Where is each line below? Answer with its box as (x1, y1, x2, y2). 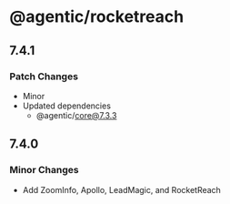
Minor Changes (9, 164, 79, 177)
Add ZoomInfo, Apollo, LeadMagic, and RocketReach (22, 184, 221, 195)
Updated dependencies (22, 100, 112, 111)
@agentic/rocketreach (9, 6, 185, 27)
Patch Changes (9, 70, 79, 83)
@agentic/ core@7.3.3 (35, 109, 117, 120)
